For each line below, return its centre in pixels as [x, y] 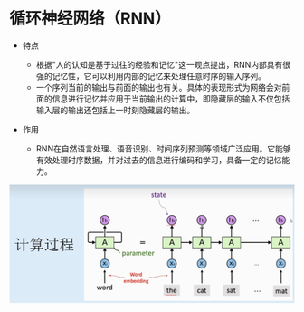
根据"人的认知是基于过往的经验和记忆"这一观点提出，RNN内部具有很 [163, 64]
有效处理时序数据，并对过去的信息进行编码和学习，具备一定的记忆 [159, 160]
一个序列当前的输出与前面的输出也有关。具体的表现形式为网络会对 [159, 87]
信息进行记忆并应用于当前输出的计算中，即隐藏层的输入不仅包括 [171, 98]
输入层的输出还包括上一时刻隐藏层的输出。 [115, 110]
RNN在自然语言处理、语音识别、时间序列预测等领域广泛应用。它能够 [163, 148]
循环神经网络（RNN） [90, 19]
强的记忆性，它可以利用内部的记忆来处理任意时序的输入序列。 [151, 76]
